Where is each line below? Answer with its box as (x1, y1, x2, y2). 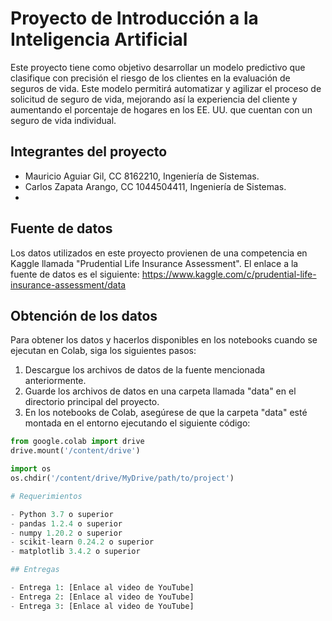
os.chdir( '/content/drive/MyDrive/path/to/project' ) (10, 473, 235, 483)
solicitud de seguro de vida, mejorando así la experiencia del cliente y (10, 93, 298, 105)
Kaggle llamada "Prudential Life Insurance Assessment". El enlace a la (10, 257, 299, 269)
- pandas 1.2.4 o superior (10, 518, 123, 529)
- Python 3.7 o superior (10, 509, 114, 519)
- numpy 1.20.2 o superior (10, 528, 123, 538)
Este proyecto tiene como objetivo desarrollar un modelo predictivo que (10, 61, 306, 73)
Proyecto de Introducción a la (10, 7, 259, 30)
